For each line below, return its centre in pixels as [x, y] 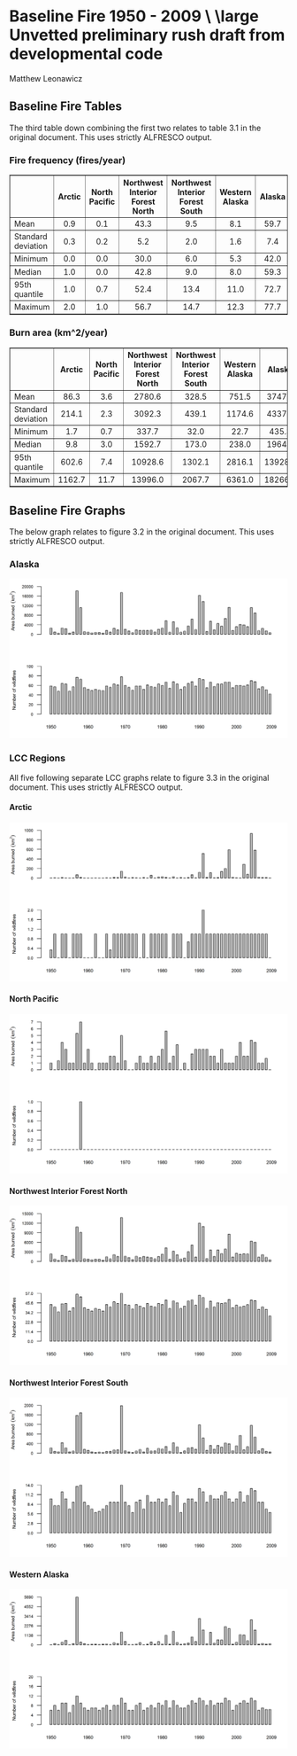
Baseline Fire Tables [65, 107]
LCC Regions [38, 758]
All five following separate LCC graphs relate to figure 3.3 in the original [139, 777]
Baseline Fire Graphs [68, 510]
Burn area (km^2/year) [59, 332]
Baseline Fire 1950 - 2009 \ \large [134, 16]
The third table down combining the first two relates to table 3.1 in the [135, 128]
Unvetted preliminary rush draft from [147, 35]
